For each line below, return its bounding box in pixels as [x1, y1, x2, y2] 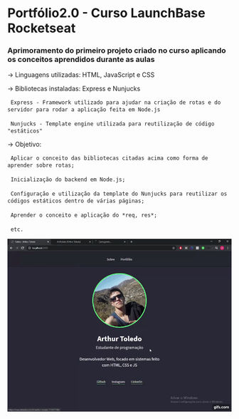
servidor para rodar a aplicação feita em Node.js [7, 106, 161, 113]
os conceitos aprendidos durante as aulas [7, 55, 155, 65]
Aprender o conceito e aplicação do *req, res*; [10, 212, 158, 219]
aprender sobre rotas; [7, 162, 75, 169]
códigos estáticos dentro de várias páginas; [7, 197, 144, 205]
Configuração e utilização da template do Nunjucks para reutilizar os [10, 190, 228, 197]
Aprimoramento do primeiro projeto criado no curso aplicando [7, 46, 226, 56]
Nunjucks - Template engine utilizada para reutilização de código [10, 120, 215, 128]
